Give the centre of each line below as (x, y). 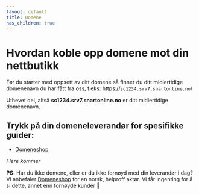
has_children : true (31, 23)
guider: (20, 135)
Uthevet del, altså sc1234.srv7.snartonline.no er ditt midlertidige (87, 101)
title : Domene (24, 17)
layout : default (27, 12)
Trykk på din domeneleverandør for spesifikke (95, 125)
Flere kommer (24, 161)
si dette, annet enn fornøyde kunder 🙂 (53, 186)
